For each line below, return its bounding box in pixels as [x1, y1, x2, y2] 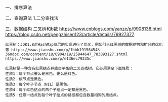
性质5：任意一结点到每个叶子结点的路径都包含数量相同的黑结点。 [5, 92, 120, 97]
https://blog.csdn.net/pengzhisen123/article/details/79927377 [5, 32, 135, 37]
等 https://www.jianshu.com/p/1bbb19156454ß [5, 47, 100, 52]
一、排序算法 [5, 5, 32, 10]
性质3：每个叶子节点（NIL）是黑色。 [5, 82, 71, 87]
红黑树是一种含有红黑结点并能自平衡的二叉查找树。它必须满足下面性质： [5, 66, 134, 71]
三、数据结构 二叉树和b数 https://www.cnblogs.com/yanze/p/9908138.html [5, 26, 162, 32]
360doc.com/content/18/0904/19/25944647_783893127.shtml [5, 52, 128, 57]
